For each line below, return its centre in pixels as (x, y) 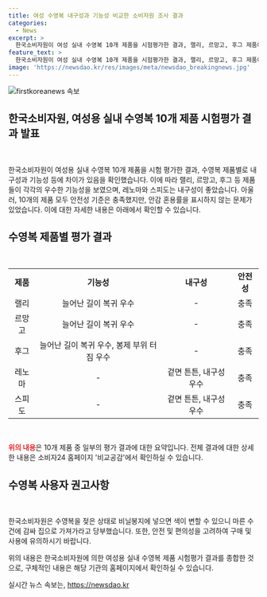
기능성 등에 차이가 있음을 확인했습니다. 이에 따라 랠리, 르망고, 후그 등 (135, 179)
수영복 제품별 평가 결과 (60, 237)
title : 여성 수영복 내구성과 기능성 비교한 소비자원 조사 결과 (96, 16)
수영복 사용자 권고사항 (59, 485)
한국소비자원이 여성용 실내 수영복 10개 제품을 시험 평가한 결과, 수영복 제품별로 (128, 170)
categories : (28, 23)
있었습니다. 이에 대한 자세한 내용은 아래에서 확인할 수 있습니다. (104, 209)
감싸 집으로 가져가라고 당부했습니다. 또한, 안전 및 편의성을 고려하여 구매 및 (137, 531)
